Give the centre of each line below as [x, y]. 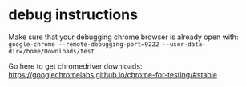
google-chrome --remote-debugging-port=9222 [84, 44]
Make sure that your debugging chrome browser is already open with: [123, 37]
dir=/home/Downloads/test [51, 51]
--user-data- [184, 44]
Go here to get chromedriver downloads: [75, 66]
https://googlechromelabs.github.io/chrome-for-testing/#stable [113, 74]
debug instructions [73, 15]
